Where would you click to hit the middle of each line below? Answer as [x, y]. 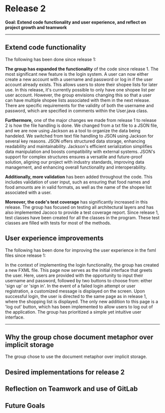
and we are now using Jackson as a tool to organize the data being [73, 130]
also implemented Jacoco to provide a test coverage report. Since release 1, [82, 212]
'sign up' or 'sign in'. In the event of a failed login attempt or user [70, 286]
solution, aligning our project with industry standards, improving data [75, 162]
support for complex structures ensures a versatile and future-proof [74, 157]
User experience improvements [55, 238]
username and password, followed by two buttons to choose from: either [79, 280]
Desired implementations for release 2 [65, 372]
